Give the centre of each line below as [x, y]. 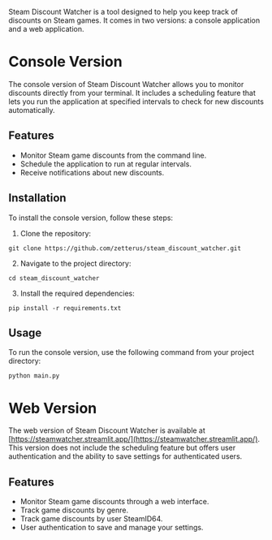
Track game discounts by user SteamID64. [91, 519]
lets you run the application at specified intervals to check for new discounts [136, 102]
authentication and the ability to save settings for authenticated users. [125, 456]
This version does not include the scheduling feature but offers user [122, 448]
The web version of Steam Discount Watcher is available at [107, 430]
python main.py [34, 376]
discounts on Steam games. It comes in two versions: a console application [134, 20]
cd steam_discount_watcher [54, 278]
